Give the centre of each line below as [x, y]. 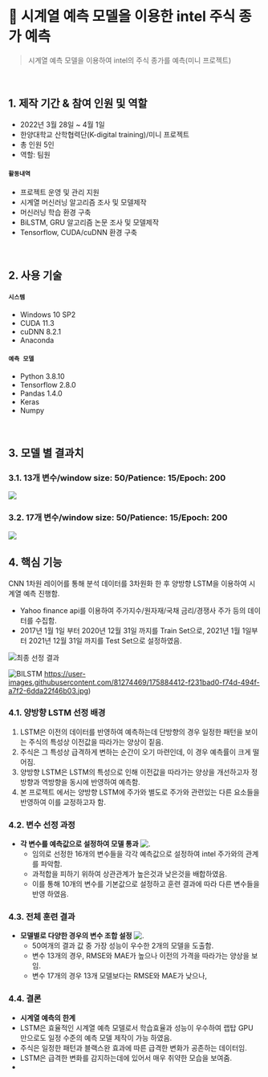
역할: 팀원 [35, 154]
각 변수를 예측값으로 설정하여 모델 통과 [79, 844]
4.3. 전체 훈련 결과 [42, 917]
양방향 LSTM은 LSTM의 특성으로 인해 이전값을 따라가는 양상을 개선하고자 [135, 772]
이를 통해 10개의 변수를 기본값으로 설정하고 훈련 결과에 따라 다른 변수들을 [146, 884]
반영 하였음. [50, 894]
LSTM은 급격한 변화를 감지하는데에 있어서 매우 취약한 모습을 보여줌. [126, 1058]
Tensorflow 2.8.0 [48, 384]
